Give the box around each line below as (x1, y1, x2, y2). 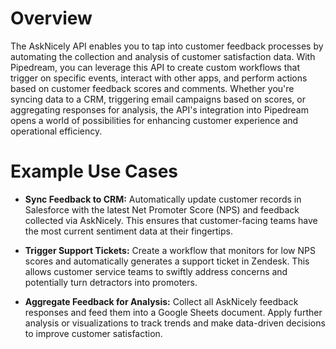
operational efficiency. (10, 125, 103, 137)
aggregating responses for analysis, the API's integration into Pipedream (10, 103, 309, 116)
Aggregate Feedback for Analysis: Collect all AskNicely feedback (24, 295, 299, 307)
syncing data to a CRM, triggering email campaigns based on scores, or (10, 93, 306, 105)
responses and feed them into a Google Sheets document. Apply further (24, 306, 323, 318)
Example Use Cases (10, 160, 179, 183)
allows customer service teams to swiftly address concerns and (24, 265, 288, 277)
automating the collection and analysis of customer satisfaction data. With (10, 50, 316, 62)
